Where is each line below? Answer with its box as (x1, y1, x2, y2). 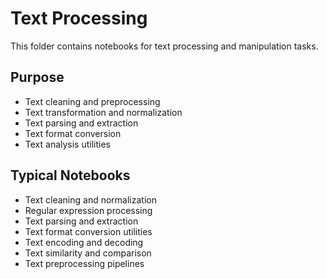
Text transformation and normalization (24, 106, 183, 118)
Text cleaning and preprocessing (24, 95, 161, 107)
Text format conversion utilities (24, 225, 153, 237)
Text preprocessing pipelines (24, 257, 145, 269)
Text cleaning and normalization (24, 193, 157, 206)
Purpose (10, 69, 65, 86)
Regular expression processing (24, 204, 153, 216)
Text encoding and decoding (24, 236, 144, 248)
